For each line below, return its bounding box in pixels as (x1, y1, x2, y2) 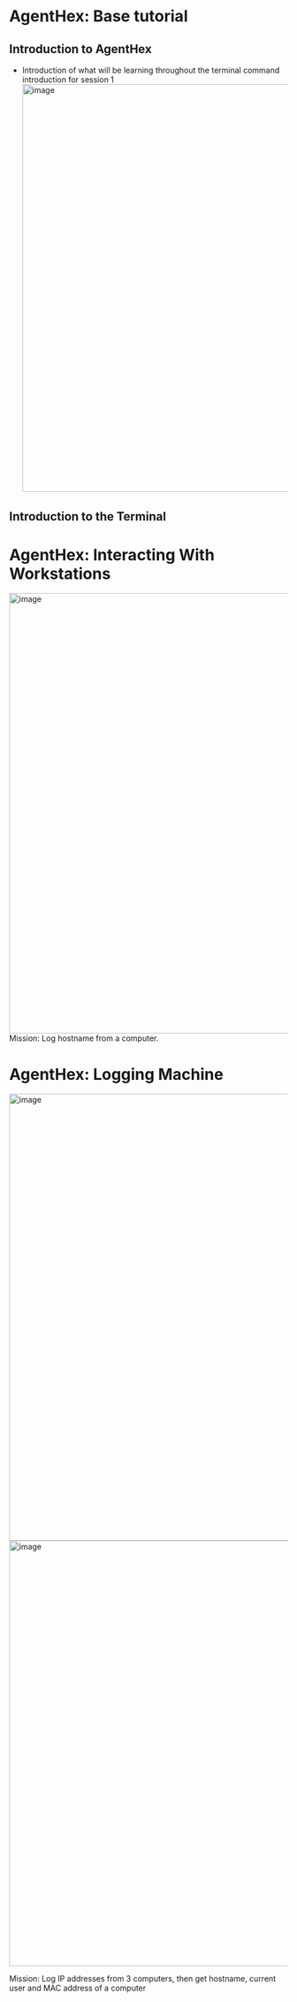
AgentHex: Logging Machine (9, 1064, 224, 1084)
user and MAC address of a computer (9, 1983, 147, 1993)
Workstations (9, 564, 111, 583)
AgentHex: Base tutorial (9, 6, 188, 27)
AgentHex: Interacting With (9, 544, 215, 565)
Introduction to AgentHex (9, 42, 152, 57)
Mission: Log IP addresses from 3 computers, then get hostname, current (9, 1974, 277, 1984)
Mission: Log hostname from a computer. (9, 1033, 159, 1043)
